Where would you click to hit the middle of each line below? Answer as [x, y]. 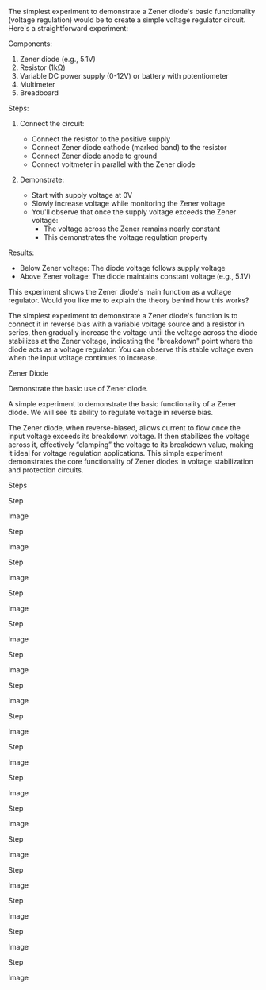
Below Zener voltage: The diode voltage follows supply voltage [122, 268]
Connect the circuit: [52, 123]
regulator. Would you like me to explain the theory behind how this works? [129, 300]
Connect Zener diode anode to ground [94, 156]
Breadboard [39, 93]
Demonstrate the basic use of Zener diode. [78, 389]
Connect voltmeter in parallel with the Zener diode [113, 164]
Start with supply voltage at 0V [82, 195]
